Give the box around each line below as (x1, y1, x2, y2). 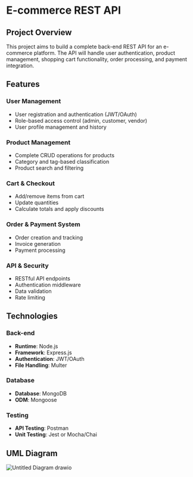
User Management (6, 97, 61, 105)
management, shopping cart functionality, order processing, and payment (6, 56, 188, 63)
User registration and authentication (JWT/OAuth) (14, 111, 137, 118)
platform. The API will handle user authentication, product (33, 49, 176, 57)
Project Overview (6, 27, 72, 38)
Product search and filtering (14, 164, 84, 172)
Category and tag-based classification (14, 158, 110, 165)
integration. (6, 62, 35, 69)
